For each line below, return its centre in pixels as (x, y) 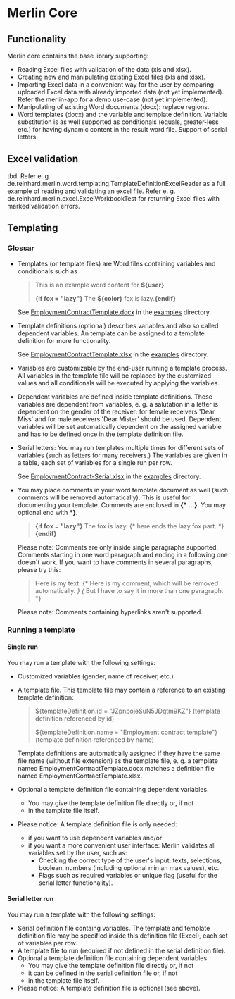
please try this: (39, 569)
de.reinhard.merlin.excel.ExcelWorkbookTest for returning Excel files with (114, 198)
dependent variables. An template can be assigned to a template (111, 333)
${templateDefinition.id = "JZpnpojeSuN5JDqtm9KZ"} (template (127, 711)
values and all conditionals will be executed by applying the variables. (119, 383)
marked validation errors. (44, 206)
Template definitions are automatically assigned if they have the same (119, 753)
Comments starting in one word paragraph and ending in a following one (122, 554)
